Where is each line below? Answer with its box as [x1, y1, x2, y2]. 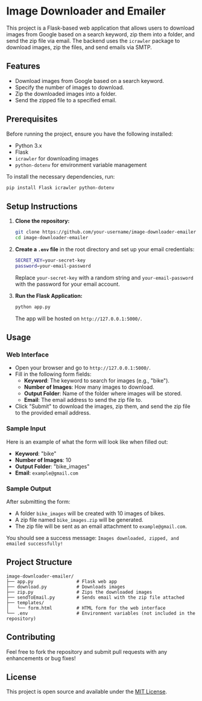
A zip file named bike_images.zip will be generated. [14, 516, 144, 523]
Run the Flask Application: [14, 292, 83, 299]
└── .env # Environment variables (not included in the [6, 610, 196, 616]
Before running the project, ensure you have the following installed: [6, 130, 173, 137]
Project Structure [6, 557, 72, 567]
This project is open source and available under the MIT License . [6, 688, 168, 696]
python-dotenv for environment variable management [14, 161, 147, 168]
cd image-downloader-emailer [14, 235, 89, 241]
